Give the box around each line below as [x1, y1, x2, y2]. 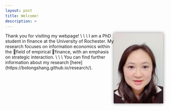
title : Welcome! [5, 13, 39, 18]
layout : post [5, 8, 33, 13]
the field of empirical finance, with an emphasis [5, 49, 109, 55]
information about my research [5, 59, 69, 65]
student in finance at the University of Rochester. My [5, 38, 114, 44]
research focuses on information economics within [5, 43, 110, 49]
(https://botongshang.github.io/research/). [5, 65, 93, 71]
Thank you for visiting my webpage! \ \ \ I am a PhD [5, 33, 111, 39]
